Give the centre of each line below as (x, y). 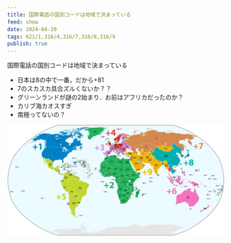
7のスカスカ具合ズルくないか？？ (64, 89)
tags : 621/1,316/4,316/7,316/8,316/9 (61, 37)
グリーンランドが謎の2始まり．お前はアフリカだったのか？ (100, 98)
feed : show (23, 22)
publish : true (28, 44)
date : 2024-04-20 (32, 29)
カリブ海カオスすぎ (44, 106)
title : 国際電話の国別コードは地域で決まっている (69, 15)
